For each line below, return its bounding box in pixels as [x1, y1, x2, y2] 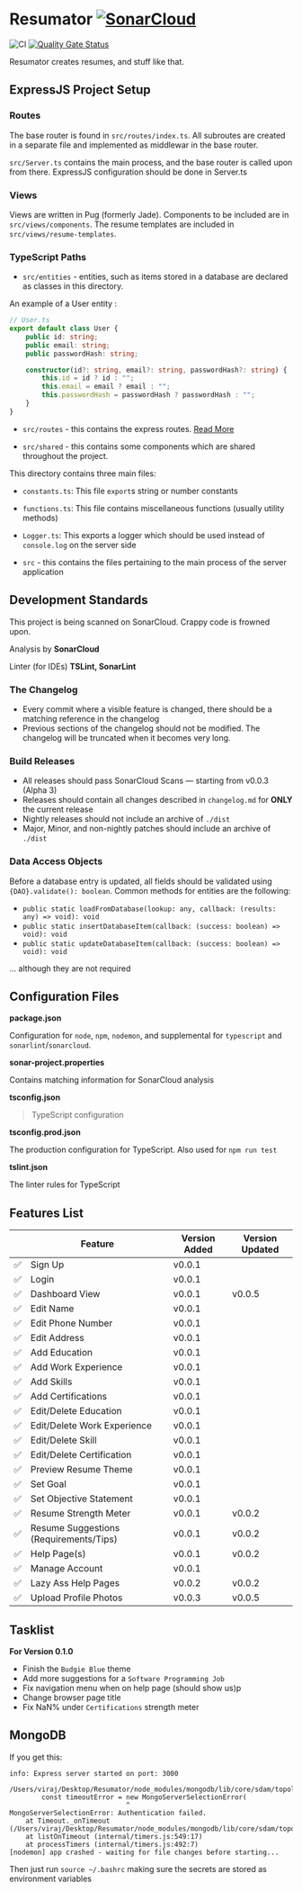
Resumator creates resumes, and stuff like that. [9, 56, 184, 67]
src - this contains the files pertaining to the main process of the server [22, 556, 288, 567]
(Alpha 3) [22, 785, 58, 796]
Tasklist [9, 1622, 55, 1637]
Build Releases [9, 754, 75, 767]
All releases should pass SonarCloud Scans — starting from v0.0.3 [22, 775, 270, 787]
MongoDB [9, 1728, 67, 1743]
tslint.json [9, 1162, 48, 1173]
